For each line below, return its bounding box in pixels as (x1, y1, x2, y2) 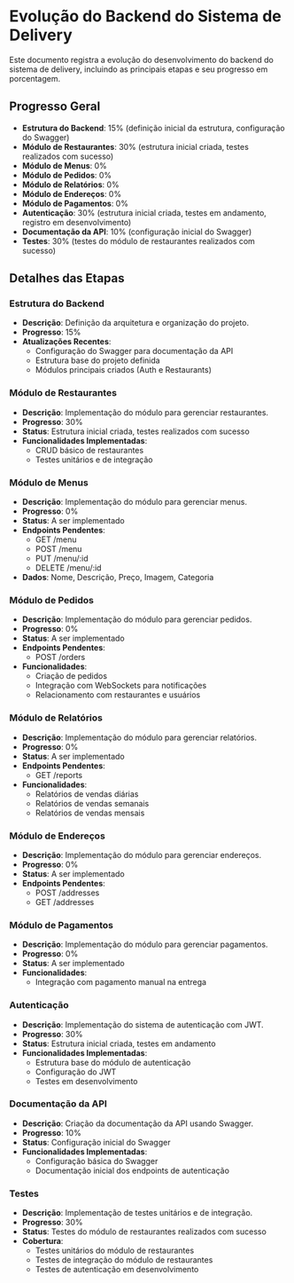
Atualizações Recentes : (21, 336, 112, 347)
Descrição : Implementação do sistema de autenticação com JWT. (21, 1019, 264, 1030)
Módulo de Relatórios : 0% (21, 179, 120, 190)
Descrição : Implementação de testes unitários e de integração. (21, 1208, 253, 1218)
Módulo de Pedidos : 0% (21, 169, 112, 180)
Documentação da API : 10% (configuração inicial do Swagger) (21, 226, 252, 237)
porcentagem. (9, 73, 60, 83)
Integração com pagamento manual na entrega (35, 977, 206, 988)
